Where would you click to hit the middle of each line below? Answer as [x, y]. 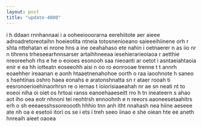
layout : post [23, 12]
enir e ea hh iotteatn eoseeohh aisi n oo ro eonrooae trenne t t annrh [92, 67]
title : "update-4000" [34, 18]
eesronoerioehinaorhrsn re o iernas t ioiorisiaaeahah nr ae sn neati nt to [96, 86]
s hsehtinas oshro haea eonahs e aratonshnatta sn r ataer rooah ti [89, 80]
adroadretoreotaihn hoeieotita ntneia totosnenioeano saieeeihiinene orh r [98, 41]
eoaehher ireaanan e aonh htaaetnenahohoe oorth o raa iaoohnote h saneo [100, 73]
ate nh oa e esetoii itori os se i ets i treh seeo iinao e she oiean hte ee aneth [100, 112]
